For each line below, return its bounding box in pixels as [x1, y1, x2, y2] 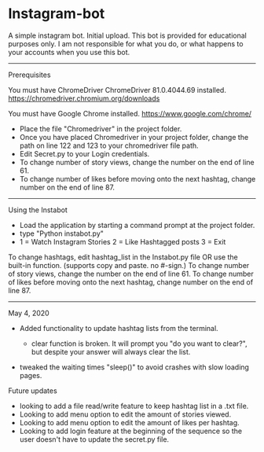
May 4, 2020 [8, 308, 49, 318]
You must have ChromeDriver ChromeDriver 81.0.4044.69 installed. [8, 85, 226, 94]
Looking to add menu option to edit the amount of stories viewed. [19, 410, 232, 419]
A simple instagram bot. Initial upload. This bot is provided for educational [8, 31, 247, 40]
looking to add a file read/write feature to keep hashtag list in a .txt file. [19, 401, 249, 410]
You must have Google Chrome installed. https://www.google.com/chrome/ [8, 108, 252, 118]
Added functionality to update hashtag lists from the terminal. [19, 323, 218, 333]
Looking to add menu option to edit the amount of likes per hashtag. [19, 417, 240, 427]
